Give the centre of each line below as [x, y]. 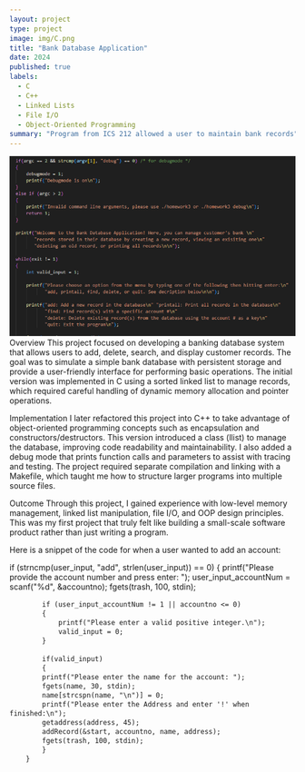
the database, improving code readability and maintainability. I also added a [151, 447]
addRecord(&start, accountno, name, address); [132, 731]
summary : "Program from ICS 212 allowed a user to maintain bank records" [154, 134]
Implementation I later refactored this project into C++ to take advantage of [150, 418]
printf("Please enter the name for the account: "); [144, 677]
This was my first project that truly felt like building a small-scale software [148, 522]
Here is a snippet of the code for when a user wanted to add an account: [145, 549]
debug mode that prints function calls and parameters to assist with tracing [150, 456]
